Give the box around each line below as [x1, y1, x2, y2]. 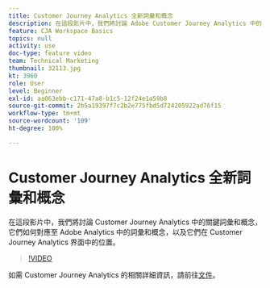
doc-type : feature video [8, 49, 92, 57]
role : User [8, 79, 45, 87]
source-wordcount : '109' [8, 117, 92, 125]
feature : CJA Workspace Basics [8, 27, 114, 35]
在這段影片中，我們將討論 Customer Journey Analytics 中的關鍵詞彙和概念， [8, 217, 263, 227]
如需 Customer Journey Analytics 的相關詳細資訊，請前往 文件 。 [8, 269, 220, 279]
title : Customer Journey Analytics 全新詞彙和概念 [8, 11, 173, 20]
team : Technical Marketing [8, 57, 99, 65]
